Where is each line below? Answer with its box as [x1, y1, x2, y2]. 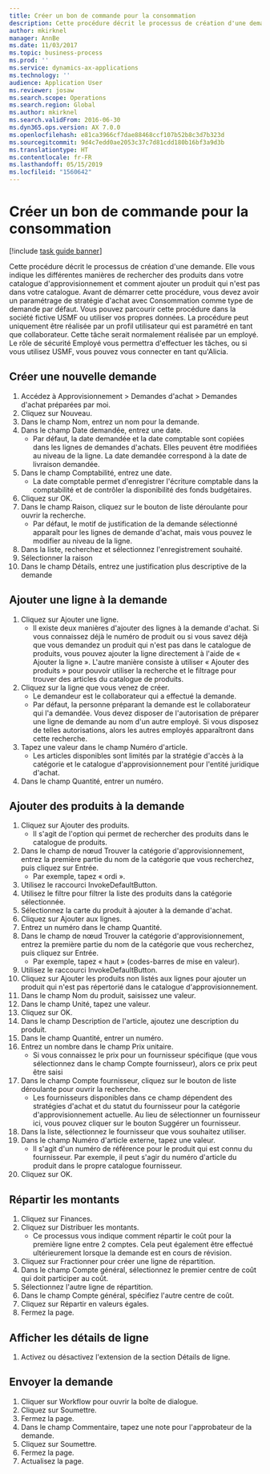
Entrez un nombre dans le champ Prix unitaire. [20, 1042, 174, 1052]
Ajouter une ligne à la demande [9, 594, 167, 607]
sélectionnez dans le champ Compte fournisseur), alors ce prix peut [32, 1059, 257, 1069]
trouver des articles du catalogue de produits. [32, 674, 183, 683]
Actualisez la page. [20, 1456, 84, 1466]
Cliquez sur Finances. [20, 1214, 93, 1224]
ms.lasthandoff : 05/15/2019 [9, 161, 103, 169]
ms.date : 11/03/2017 [9, 42, 79, 50]
